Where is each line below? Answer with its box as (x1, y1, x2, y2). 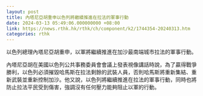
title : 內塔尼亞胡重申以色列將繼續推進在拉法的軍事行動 (6, 14, 129, 20)
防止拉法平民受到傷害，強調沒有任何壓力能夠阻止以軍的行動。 (6, 83, 160, 91)
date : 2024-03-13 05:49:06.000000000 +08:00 (6, 20, 120, 26)
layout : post (6, 8, 39, 15)
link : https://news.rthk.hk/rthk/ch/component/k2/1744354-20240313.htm (6, 25, 190, 32)
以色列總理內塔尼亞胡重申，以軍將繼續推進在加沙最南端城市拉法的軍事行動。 (6, 49, 197, 56)
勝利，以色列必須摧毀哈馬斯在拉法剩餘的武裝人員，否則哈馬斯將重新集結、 (6, 68, 192, 76)
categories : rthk (6, 31, 50, 37)
